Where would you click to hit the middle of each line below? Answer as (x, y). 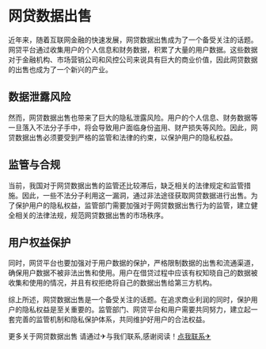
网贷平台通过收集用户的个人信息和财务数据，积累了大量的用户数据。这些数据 (133, 49)
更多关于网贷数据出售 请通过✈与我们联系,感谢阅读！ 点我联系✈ (110, 336)
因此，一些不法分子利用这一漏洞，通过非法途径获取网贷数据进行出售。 (136, 195)
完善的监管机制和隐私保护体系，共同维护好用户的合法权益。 (112, 320)
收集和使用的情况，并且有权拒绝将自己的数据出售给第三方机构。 (112, 283)
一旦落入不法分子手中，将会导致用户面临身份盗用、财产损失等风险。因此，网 (133, 127)
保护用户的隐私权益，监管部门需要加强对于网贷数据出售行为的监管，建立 (133, 205)
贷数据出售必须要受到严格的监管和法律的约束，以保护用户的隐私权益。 (123, 137)
